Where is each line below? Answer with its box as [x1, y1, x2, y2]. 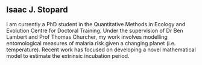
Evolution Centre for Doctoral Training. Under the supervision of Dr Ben [6, 27, 183, 34]
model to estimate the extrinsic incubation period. [6, 52, 130, 59]
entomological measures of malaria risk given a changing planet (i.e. [6, 39, 176, 47]
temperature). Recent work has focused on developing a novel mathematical [6, 46, 196, 53]
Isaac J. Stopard [6, 5, 68, 15]
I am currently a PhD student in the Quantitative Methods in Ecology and [6, 20, 186, 27]
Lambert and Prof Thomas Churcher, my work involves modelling [6, 33, 168, 41]
